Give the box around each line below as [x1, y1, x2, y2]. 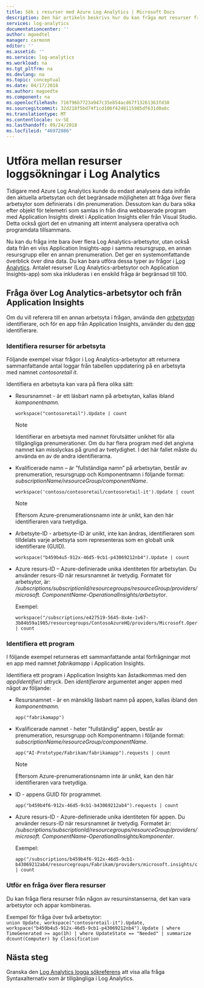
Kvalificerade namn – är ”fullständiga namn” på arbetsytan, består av [15, 464, 188, 472]
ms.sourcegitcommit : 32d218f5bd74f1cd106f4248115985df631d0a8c [6, 105, 170, 112]
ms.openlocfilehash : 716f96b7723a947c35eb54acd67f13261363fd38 [6, 99, 170, 105]
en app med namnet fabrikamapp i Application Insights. [6, 659, 146, 667]
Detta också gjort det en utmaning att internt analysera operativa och [6, 219, 179, 227]
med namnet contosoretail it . [6, 369, 78, 376]
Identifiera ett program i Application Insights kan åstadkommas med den [6, 672, 187, 679]
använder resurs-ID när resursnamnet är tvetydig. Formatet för [15, 572, 172, 579]
